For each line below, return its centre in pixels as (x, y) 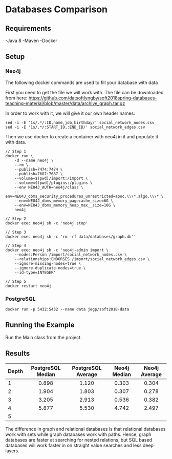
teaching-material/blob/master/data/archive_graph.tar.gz (65, 103)
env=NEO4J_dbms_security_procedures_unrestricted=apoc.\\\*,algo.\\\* (82, 196)
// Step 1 (16, 151)
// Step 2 (16, 219)
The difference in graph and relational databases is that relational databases (85, 429)
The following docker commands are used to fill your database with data (82, 82)
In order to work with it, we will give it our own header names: (70, 113)
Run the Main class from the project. (44, 337)
